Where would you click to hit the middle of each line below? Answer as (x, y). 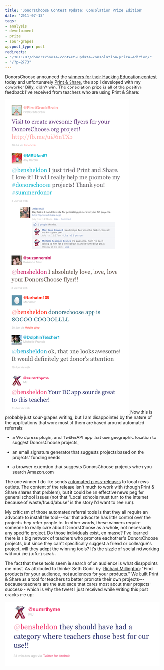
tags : (11, 21)
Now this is (141, 412)
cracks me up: (20, 595)
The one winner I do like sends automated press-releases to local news (77, 482)
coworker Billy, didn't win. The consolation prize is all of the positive (74, 87)
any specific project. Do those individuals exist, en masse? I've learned (77, 533)
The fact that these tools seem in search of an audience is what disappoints (82, 563)
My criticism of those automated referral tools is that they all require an (77, 512)
